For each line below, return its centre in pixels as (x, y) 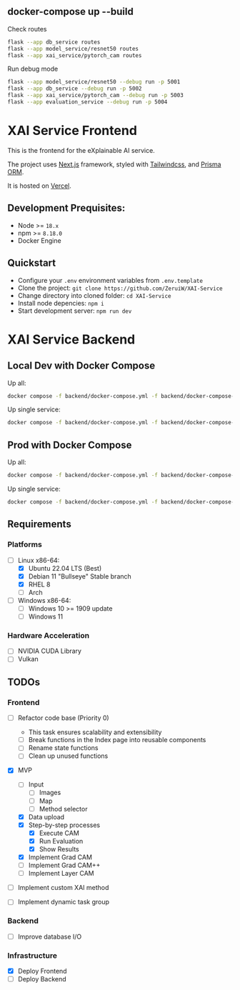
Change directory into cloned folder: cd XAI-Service (94, 295)
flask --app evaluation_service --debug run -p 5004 (87, 102)
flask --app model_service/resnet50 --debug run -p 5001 (94, 82)
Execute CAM (59, 833)
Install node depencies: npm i (61, 303)
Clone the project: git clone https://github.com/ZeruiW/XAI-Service (120, 288)
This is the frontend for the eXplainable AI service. (81, 150)
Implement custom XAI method (63, 888)
